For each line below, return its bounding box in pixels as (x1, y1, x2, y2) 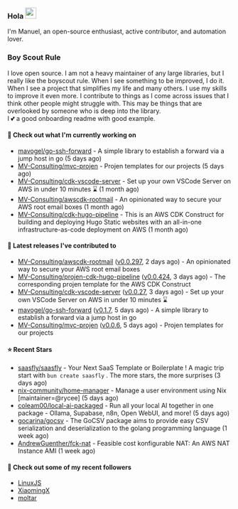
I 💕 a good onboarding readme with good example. (7, 114, 156, 122)
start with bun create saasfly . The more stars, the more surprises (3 (17, 371, 221, 380)
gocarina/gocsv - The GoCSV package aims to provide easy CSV (17, 417, 209, 425)
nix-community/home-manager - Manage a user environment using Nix (17, 386, 227, 395)
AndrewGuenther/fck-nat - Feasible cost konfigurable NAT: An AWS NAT (17, 439, 230, 448)
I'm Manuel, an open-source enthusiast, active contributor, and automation (7, 27, 227, 36)
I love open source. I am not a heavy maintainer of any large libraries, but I (7, 68, 225, 77)
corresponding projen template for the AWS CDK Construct (17, 280, 191, 288)
